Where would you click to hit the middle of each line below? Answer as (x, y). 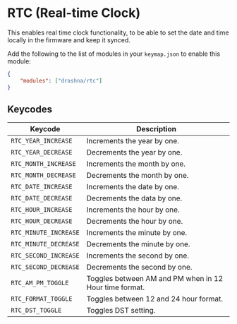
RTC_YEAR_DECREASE (42, 152)
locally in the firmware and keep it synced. (69, 40)
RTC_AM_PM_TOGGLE (40, 283)
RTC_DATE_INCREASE (42, 187)
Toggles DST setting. (121, 311)
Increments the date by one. (133, 187)
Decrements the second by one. (139, 268)
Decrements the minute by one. (138, 244)
